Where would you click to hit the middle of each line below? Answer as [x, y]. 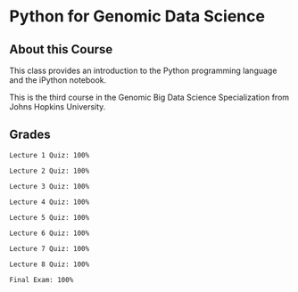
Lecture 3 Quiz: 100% [50, 186]
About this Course [61, 49]
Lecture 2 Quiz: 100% [50, 171]
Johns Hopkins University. [58, 107]
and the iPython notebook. [58, 80]
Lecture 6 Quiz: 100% [50, 233]
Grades [30, 135]
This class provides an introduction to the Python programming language [143, 70]
